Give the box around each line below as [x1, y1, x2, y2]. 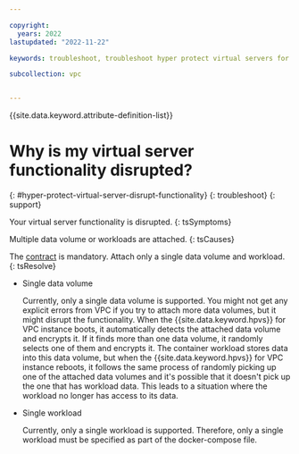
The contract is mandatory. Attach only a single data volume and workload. [9, 251, 286, 262]
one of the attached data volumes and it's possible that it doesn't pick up [21, 372, 291, 383]
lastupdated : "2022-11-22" [9, 38, 110, 46]
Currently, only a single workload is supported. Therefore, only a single [21, 425, 284, 436]
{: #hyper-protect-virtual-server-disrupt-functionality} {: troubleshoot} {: [9, 189, 276, 201]
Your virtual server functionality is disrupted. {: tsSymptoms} [9, 216, 232, 228]
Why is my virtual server [9, 141, 195, 162]
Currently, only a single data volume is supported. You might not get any [21, 296, 288, 307]
